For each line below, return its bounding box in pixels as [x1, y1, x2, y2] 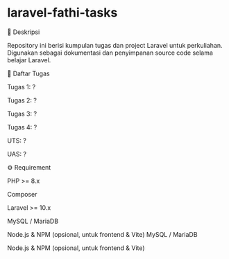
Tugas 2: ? [7, 96, 37, 105]
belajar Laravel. [7, 55, 51, 64]
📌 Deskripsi [7, 28, 40, 36]
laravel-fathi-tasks [7, 5, 118, 21]
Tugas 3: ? [7, 109, 37, 118]
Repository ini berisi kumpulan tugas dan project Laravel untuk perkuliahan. [7, 41, 223, 49]
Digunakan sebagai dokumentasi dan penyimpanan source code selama [7, 48, 214, 57]
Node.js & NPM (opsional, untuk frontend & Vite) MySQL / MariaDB [7, 230, 198, 238]
